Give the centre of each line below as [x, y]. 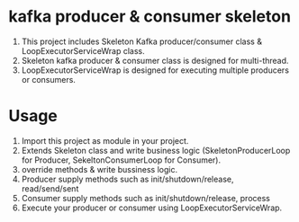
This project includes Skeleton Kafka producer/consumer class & [142, 41]
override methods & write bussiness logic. [99, 169]
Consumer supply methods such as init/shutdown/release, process [146, 198]
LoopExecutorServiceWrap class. [83, 50]
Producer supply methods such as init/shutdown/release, [128, 179]
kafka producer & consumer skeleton [150, 17]
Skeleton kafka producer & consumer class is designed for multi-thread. [155, 60]
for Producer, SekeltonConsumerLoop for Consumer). [121, 160]
